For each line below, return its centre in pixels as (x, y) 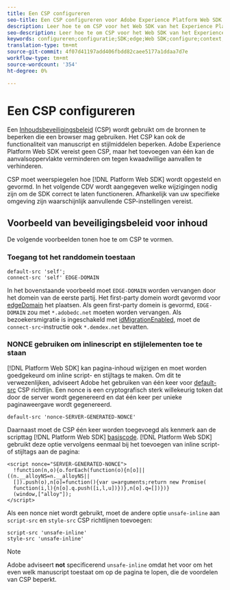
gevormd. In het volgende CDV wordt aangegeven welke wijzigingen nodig (112, 187)
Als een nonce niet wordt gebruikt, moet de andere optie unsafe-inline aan (114, 512)
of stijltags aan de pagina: (43, 451)
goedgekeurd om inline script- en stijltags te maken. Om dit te (94, 375)
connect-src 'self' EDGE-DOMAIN (53, 278)
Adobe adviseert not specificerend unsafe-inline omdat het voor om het (110, 565)
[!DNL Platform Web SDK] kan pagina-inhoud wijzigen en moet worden (107, 368)
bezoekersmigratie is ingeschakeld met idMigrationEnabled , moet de (104, 319)
